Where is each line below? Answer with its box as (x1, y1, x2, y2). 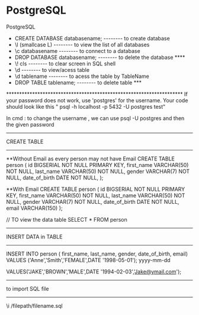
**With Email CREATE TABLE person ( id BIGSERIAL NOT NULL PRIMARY (6, 185, 185, 193)
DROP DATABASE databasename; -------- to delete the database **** (14, 53, 185, 61)
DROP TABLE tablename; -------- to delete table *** (14, 78, 142, 86)
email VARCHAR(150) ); (6, 204, 63, 212)
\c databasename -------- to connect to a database (14, 47, 140, 54)
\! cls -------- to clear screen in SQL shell (14, 60, 116, 67)
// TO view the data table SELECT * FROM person (6, 216, 127, 223)
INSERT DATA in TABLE (6, 233, 63, 240)
